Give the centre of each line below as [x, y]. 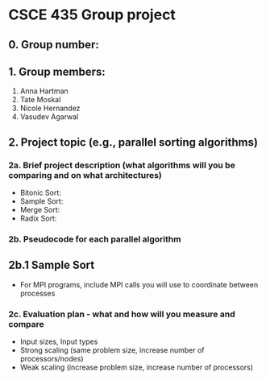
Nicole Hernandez [50, 108]
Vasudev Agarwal [49, 117]
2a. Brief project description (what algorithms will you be [122, 165]
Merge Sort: [40, 210]
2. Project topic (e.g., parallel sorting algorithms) [133, 142]
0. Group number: [54, 45]
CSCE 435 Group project [92, 15]
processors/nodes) [52, 359]
